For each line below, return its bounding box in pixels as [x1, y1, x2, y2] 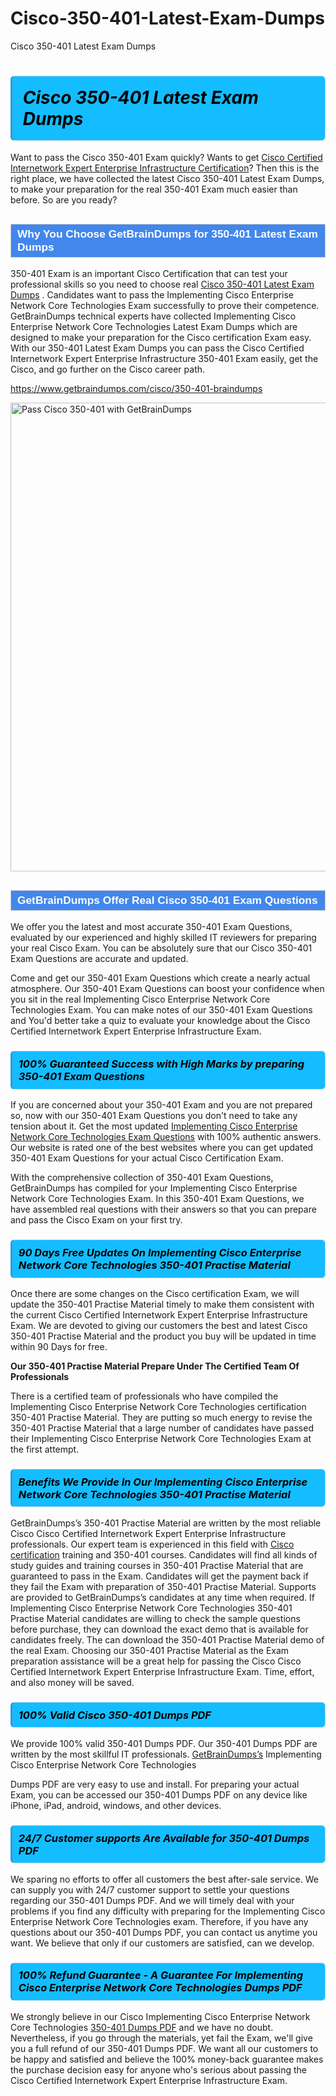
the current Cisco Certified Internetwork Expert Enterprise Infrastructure [10, 1308, 308, 1321]
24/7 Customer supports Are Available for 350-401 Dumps [18, 1831, 310, 1845]
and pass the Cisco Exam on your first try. [10, 1214, 183, 1226]
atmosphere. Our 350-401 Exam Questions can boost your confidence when [10, 983, 325, 995]
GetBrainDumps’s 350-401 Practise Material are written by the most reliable [10, 1517, 322, 1529]
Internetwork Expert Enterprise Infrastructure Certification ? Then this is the [10, 162, 320, 174]
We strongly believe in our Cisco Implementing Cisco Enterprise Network [10, 2010, 311, 2022]
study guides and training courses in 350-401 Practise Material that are [10, 1559, 304, 1571]
